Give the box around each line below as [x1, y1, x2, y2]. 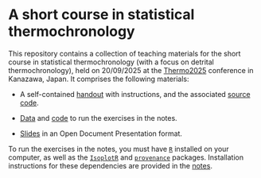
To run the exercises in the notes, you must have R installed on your [8, 144, 229, 153]
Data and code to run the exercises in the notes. [19, 113, 177, 122]
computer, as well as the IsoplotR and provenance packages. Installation [8, 153, 244, 162]
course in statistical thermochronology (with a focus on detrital [8, 57, 215, 67]
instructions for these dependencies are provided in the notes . [8, 161, 213, 170]
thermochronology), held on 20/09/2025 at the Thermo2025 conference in [8, 65, 254, 75]
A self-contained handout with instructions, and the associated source [19, 89, 251, 99]
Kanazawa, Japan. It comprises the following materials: [8, 74, 189, 83]
